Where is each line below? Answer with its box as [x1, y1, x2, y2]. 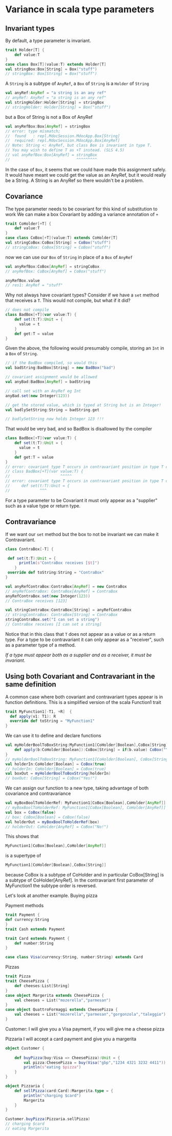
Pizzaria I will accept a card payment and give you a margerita [5, 1036, 137, 1042]
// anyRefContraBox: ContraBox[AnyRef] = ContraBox [5, 589, 118, 594]
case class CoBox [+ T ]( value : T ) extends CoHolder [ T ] [5, 235, 118, 241]
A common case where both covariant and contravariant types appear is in [5, 694, 163, 700]
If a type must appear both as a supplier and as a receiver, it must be [5, 652, 152, 658]
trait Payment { [5, 912, 40, 917]
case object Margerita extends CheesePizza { [5, 993, 104, 998]
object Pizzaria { [5, 1084, 45, 1089]
